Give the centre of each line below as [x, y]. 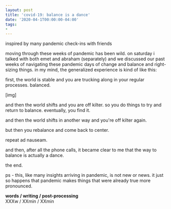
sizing [12, 70]
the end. [14, 165]
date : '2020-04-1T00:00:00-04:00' [42, 19]
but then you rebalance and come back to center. [57, 130]
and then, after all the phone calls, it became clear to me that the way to [81, 150]
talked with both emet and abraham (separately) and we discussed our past [85, 59]
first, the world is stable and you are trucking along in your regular [75, 80]
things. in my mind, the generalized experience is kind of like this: [88, 70]
